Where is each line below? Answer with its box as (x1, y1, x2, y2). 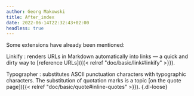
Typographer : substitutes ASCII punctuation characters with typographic (6, 71, 186, 78)
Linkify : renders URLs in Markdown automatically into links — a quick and (6, 53, 188, 60)
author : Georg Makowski (6, 8, 66, 15)
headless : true (6, 25, 44, 31)
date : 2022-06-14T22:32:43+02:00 (6, 20, 90, 25)
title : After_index (6, 14, 55, 20)
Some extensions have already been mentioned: (6, 41, 125, 49)
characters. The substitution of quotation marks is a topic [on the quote (6, 77, 182, 84)
